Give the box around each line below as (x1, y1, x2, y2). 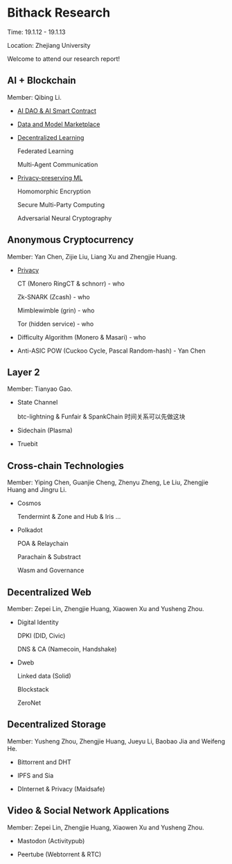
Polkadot (17, 526, 43, 534)
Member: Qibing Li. (7, 93, 62, 101)
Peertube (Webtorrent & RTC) (17, 850, 102, 858)
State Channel (17, 398, 58, 407)
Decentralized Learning (17, 133, 84, 141)
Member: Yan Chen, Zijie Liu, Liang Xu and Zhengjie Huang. (7, 252, 177, 261)
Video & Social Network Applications (7, 805, 170, 817)
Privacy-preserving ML (17, 173, 83, 182)
